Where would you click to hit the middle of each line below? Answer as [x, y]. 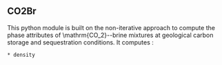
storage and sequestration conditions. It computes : [80, 42]
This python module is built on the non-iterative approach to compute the [111, 27]
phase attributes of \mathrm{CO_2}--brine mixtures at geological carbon [110, 35]
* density [21, 55]
